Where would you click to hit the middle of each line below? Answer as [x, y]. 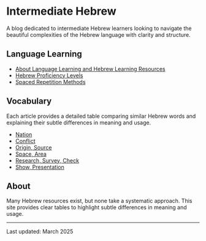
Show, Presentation [40, 167]
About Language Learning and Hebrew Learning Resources [90, 69]
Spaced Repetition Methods [50, 82]
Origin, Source [33, 147]
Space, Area [31, 154]
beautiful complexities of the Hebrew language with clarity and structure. [99, 34]
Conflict [25, 141]
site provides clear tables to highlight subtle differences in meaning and [97, 207]
